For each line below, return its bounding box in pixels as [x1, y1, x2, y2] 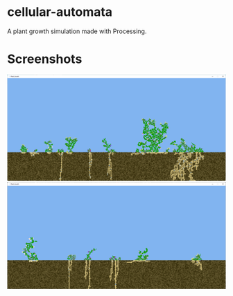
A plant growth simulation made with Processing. [7, 27, 147, 35]
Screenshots [7, 51, 83, 67]
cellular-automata [7, 4, 113, 20]
